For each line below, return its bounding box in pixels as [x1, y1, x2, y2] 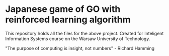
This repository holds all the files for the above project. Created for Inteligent [5, 30, 164, 36]
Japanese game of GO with [5, 3, 121, 15]
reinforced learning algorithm [5, 14, 131, 25]
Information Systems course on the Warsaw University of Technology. [5, 36, 150, 42]
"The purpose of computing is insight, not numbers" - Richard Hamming [5, 45, 155, 51]
